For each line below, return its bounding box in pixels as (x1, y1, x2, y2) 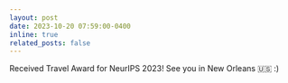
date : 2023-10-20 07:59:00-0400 (9, 22, 131, 31)
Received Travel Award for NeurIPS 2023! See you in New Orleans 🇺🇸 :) (9, 63, 280, 74)
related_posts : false (9, 38, 91, 48)
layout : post (9, 13, 59, 23)
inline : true (9, 30, 59, 39)
